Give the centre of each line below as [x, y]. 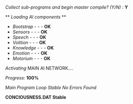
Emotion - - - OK [30, 53]
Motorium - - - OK [31, 58]
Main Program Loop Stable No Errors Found [51, 87]
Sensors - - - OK [30, 32]
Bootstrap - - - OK [32, 26]
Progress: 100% [22, 78]
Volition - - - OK [29, 42]
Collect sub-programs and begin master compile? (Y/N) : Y [67, 7]
